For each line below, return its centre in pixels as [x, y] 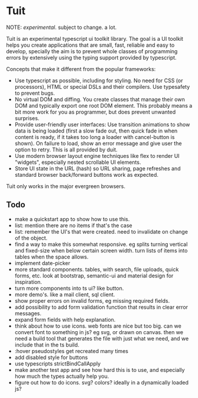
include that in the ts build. [47, 345]
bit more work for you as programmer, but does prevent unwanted [95, 112]
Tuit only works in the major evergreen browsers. [66, 186]
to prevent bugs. [35, 93]
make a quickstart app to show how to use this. [72, 219]
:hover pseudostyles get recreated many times [72, 351]
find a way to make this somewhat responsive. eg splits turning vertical [101, 244]
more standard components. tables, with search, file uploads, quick [97, 269]
